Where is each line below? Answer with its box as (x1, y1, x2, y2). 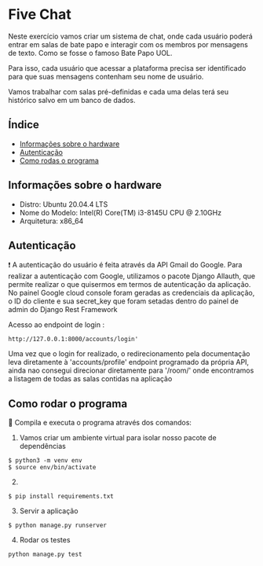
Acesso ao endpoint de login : (8, 320, 104, 329)
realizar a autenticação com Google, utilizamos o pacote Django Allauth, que (8, 271, 256, 281)
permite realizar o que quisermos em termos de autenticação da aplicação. (8, 280, 251, 289)
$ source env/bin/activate (8, 464, 97, 472)
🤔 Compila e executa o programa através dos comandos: (8, 418, 192, 428)
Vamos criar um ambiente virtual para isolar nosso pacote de (19, 433, 217, 443)
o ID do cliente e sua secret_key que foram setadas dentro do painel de (8, 296, 239, 306)
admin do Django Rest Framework (8, 305, 118, 314)
